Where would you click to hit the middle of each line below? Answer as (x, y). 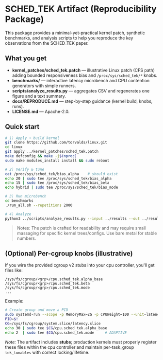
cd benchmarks (19, 201)
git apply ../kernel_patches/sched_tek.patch (52, 152)
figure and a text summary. (39, 96)
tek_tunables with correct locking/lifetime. (47, 352)
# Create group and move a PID (37, 310)
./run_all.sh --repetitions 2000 (39, 205)
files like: (14, 270)
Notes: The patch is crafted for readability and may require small (81, 228)
